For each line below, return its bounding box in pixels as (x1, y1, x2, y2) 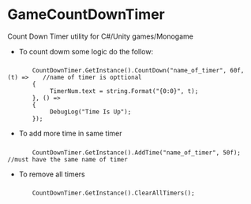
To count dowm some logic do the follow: (18, 46, 154, 56)
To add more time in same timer (18, 128, 123, 139)
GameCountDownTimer (7, 6, 165, 24)
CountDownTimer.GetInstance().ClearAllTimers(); (32, 189, 195, 198)
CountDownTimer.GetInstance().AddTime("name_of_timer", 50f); (32, 148, 242, 157)
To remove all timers (18, 169, 85, 179)
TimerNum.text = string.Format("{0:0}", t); (49, 87, 199, 95)
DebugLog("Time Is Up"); (49, 108, 132, 116)
